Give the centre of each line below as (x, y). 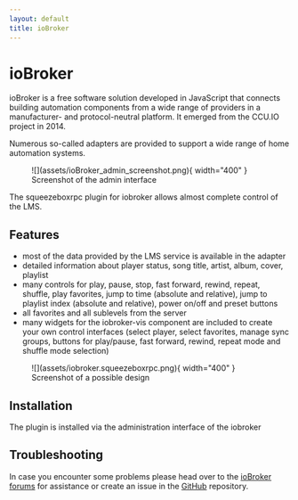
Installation (41, 406)
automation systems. (48, 153)
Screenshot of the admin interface (94, 180)
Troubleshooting (56, 455)
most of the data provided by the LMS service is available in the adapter (154, 256)
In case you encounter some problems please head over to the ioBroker (141, 476)
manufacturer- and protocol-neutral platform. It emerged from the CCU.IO (145, 117)
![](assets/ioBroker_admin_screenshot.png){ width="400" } (140, 170)
